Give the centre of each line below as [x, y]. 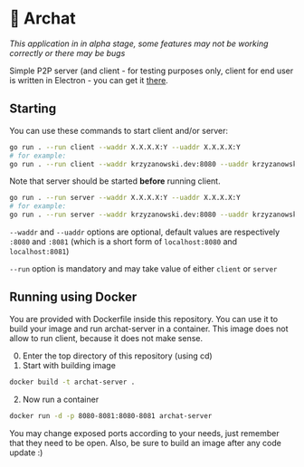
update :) [26, 453]
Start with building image [69, 365]
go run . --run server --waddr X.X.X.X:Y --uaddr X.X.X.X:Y [125, 198]
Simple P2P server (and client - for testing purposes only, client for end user [152, 71]
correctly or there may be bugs [67, 52]
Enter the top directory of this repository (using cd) [117, 356]
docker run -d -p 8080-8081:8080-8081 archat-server [111, 415]
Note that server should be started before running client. [115, 181]
